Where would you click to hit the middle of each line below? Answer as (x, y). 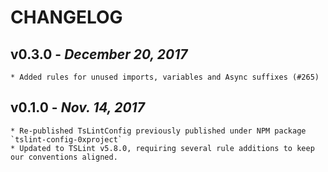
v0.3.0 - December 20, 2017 (99, 54)
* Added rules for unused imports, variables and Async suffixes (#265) (165, 77)
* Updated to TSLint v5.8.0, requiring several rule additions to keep (162, 148)
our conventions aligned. (64, 157)
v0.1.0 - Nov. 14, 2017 (77, 107)
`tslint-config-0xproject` (66, 139)
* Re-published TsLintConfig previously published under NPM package (158, 131)
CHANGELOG (66, 17)
